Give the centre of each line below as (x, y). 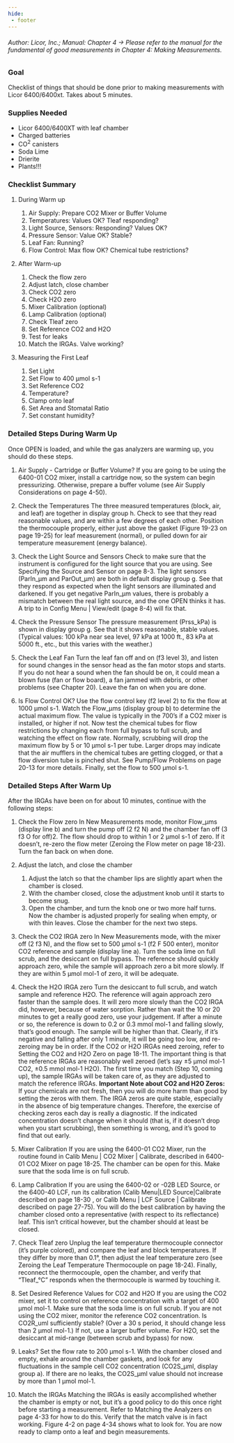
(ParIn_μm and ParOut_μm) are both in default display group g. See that (120, 578)
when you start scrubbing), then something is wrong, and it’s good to (117, 1127)
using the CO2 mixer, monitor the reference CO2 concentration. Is (112, 1315)
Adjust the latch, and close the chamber (75, 865)
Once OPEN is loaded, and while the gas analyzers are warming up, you (111, 449)
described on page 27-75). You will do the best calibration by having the (122, 1207)
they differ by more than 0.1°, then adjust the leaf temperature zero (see (120, 1257)
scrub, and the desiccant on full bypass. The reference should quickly (118, 959)
